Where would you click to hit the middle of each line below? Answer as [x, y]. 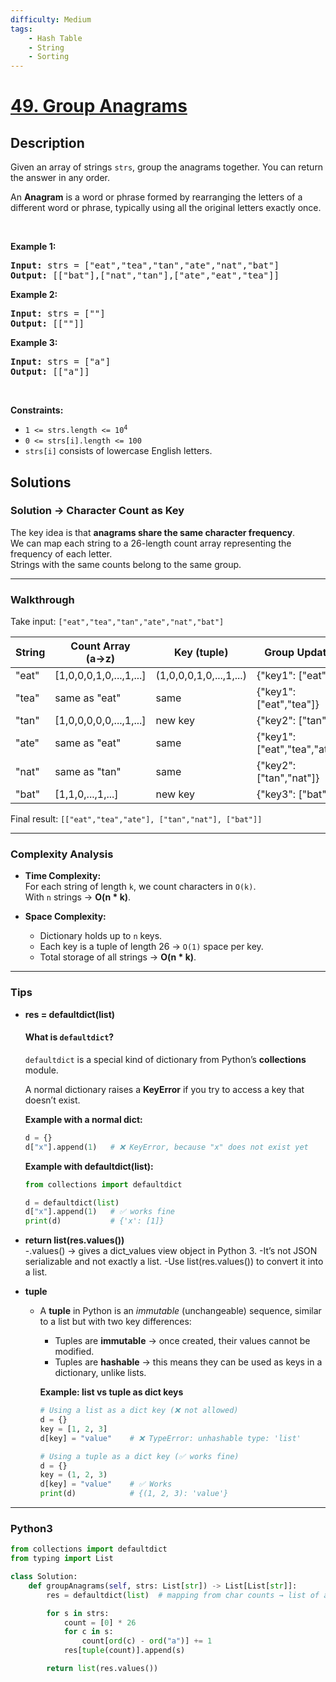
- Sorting [49, 57]
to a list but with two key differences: [115, 1322]
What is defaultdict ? [69, 1037]
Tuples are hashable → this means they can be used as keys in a [188, 1362]
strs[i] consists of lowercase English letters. [118, 451]
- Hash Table [55, 38]
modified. [74, 1352]
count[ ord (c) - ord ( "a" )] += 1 [147, 1641]
